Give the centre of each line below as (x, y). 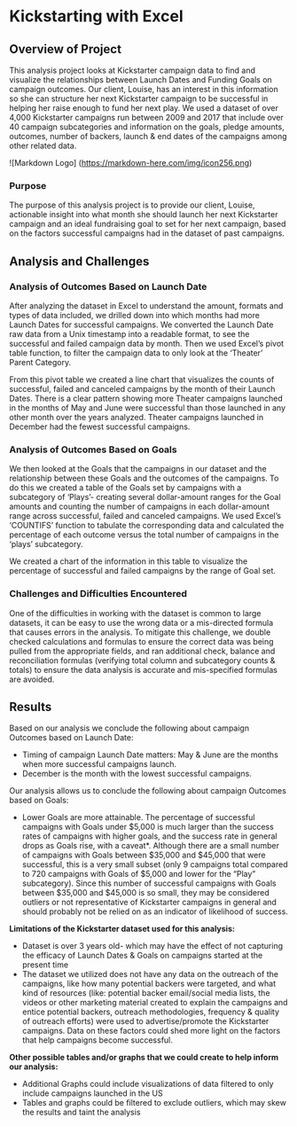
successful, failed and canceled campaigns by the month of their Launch (142, 388)
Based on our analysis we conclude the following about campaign (129, 728)
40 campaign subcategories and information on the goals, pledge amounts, (147, 127)
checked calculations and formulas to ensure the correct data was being (141, 641)
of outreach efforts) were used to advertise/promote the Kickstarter (145, 1021)
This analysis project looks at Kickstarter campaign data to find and (132, 70)
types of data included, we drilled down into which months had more (134, 315)
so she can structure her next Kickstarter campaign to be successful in (139, 98)
